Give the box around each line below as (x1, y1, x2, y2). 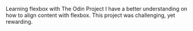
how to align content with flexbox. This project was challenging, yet (5, 12, 175, 19)
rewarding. (5, 18, 33, 25)
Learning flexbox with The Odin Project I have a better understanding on (5, 5, 188, 12)
